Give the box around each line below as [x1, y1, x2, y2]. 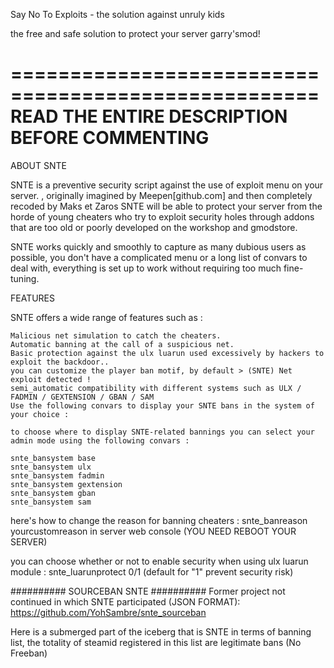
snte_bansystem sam [10, 497, 92, 507]
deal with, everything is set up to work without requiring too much [10, 262, 282, 274]
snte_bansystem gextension [10, 479, 123, 489]
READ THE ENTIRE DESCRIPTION [10, 105, 288, 128]
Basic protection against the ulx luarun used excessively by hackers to [10, 348, 325, 358]
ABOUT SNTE [10, 159, 67, 171]
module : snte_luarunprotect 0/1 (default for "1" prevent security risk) [10, 565, 294, 578]
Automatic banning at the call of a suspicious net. [10, 339, 235, 349]
